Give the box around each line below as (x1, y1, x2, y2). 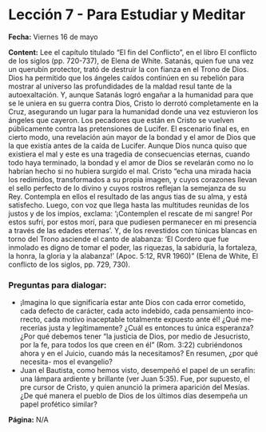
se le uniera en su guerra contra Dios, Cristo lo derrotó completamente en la (8, 98, 259, 108)
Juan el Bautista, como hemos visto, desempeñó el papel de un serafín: (19, 366, 256, 375)
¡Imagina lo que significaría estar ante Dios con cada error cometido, (19, 298, 246, 307)
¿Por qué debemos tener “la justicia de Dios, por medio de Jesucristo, (19, 331, 251, 341)
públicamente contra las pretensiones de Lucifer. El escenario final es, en (8, 124, 250, 133)
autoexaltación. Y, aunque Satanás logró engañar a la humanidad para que (8, 89, 254, 99)
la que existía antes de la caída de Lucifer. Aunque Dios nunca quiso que (8, 141, 248, 150)
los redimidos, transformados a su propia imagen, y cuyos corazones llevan (8, 174, 257, 184)
